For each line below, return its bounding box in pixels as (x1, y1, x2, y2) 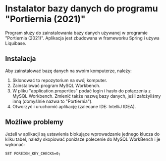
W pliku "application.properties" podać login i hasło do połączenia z (12, 87, 151, 94)
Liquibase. (5, 40, 26, 46)
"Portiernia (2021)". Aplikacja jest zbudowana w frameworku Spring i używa (5, 35, 160, 41)
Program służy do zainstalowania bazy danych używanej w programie (5, 30, 148, 36)
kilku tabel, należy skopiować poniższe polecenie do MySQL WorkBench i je (5, 136, 161, 142)
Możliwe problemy (5, 118, 63, 126)
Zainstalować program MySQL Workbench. (12, 82, 101, 88)
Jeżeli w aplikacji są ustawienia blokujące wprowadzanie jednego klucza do (5, 131, 160, 137)
